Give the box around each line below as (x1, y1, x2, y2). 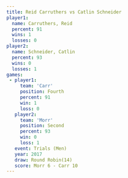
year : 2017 (14, 151, 43, 157)
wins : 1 (12, 32, 32, 38)
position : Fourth (20, 89, 64, 95)
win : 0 (20, 134, 37, 141)
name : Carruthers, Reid (12, 20, 72, 26)
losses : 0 (12, 37, 37, 43)
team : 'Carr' (20, 83, 53, 89)
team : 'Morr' (20, 117, 53, 123)
